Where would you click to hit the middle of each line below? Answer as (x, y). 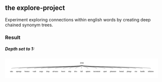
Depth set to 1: (20, 49)
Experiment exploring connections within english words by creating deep (78, 19)
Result (13, 37)
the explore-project (35, 8)
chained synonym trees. (29, 25)
